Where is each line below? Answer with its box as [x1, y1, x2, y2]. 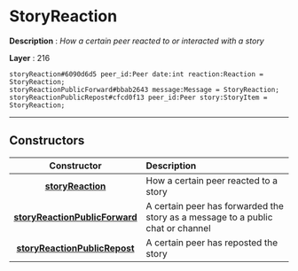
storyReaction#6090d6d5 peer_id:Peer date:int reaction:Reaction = [9, 69, 264, 79]
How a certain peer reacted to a [145, 174, 278, 187]
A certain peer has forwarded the [145, 199, 284, 212]
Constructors [9, 133, 85, 148]
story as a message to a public [145, 211, 273, 223]
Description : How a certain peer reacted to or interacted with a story [9, 35, 264, 46]
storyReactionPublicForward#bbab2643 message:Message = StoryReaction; [9, 85, 279, 94]
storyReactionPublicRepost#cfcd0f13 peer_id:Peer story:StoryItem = [9, 93, 268, 102]
